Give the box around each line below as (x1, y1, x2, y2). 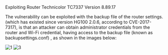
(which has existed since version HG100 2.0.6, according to (5, 19, 128, 25)
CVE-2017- (128, 19, 152, 25)
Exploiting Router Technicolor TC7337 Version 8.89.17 (5, 4, 116, 10)
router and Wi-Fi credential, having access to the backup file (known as (5, 30, 153, 35)
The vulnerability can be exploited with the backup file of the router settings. (5, 14, 163, 19)
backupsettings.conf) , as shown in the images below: (5, 35, 117, 41)
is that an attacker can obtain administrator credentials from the (19, 24, 150, 30)
